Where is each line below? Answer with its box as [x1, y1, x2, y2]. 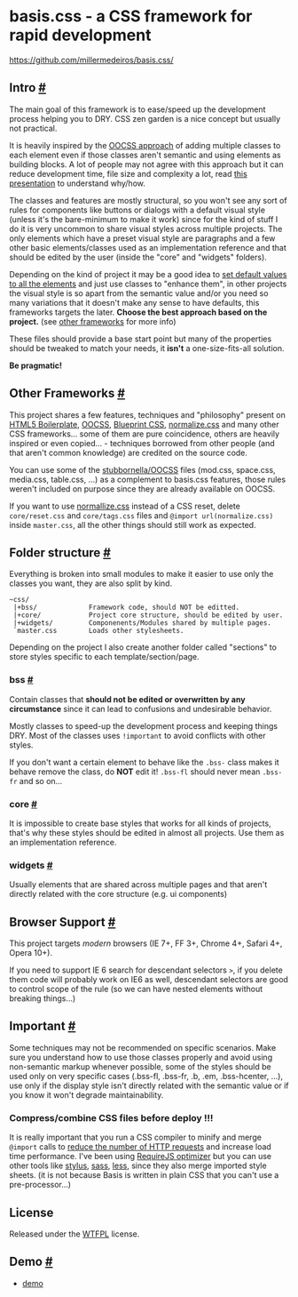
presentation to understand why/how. [9, 178, 146, 188]
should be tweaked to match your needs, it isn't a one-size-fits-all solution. [9, 342, 285, 353]
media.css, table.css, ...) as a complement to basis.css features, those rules [9, 474, 286, 484]
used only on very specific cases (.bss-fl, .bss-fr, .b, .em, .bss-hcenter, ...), [9, 1070, 284, 1081]
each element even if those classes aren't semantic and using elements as [9, 149, 281, 160]
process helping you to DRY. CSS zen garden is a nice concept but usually [9, 113, 281, 124]
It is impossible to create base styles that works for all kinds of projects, [9, 818, 272, 829]
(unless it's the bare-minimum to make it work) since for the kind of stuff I [9, 213, 278, 224]
